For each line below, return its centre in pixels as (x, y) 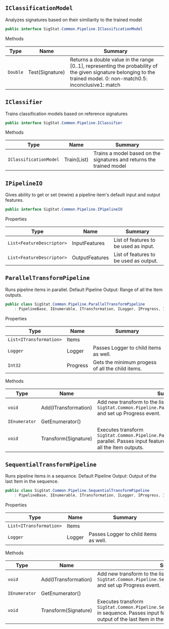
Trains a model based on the (127, 153)
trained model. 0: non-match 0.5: (108, 78)
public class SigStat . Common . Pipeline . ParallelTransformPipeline (75, 304)
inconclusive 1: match (95, 85)
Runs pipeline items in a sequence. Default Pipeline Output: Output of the (81, 476)
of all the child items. (117, 368)
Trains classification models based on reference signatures (66, 113)
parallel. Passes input (122, 441)
